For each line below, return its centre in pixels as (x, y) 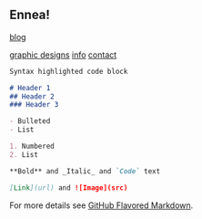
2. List (24, 154)
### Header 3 (34, 105)
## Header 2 (32, 96)
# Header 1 (30, 88)
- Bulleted (30, 121)
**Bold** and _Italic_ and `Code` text (85, 171)
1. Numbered (32, 146)
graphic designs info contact (63, 55)
